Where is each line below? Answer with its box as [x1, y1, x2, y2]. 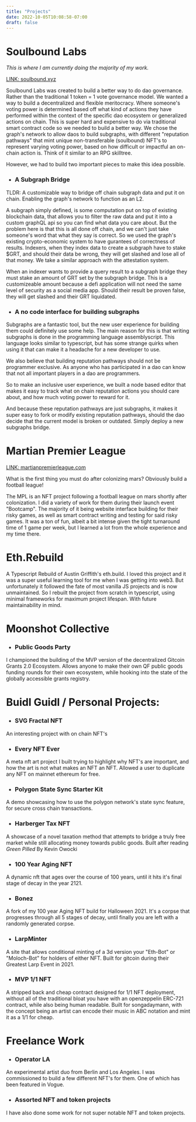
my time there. [6, 530, 41, 537]
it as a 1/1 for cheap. [6, 1013, 54, 1020]
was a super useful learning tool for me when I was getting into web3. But [6, 577, 184, 584]
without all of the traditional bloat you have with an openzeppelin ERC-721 [6, 994, 184, 1002]
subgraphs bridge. [6, 424, 51, 431]
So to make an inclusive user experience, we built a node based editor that [6, 381, 186, 388]
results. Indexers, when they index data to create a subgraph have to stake [6, 244, 186, 251]
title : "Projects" [6, 8, 51, 15]
